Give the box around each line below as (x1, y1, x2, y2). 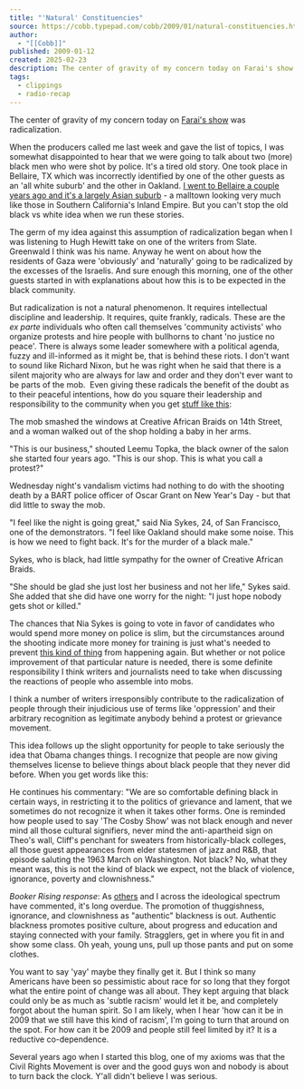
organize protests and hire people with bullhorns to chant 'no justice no (9, 330, 275, 341)
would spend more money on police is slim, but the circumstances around (9, 627, 285, 638)
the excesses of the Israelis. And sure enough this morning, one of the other (9, 265, 293, 276)
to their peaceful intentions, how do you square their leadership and (9, 388, 262, 399)
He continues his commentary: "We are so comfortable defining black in (9, 786, 279, 797)
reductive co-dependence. (9, 1034, 109, 1045)
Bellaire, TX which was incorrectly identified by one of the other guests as (9, 170, 285, 181)
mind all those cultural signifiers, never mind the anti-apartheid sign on (9, 825, 273, 836)
